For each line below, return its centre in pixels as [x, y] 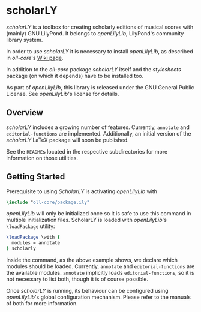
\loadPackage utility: [31, 226]
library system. [25, 40]
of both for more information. [42, 304]
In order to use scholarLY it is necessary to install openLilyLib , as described [100, 51]
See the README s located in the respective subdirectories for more [87, 151]
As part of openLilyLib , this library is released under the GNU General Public [100, 87]
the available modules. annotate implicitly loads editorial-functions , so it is [100, 273]
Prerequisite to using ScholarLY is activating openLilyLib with [82, 191]
